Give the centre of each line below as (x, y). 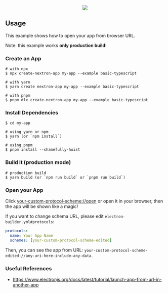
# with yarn (18, 82)
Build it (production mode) (38, 162)
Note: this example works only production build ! (56, 45)
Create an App (23, 58)
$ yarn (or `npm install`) (34, 137)
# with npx (17, 69)
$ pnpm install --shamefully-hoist (43, 150)
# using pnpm (19, 145)
